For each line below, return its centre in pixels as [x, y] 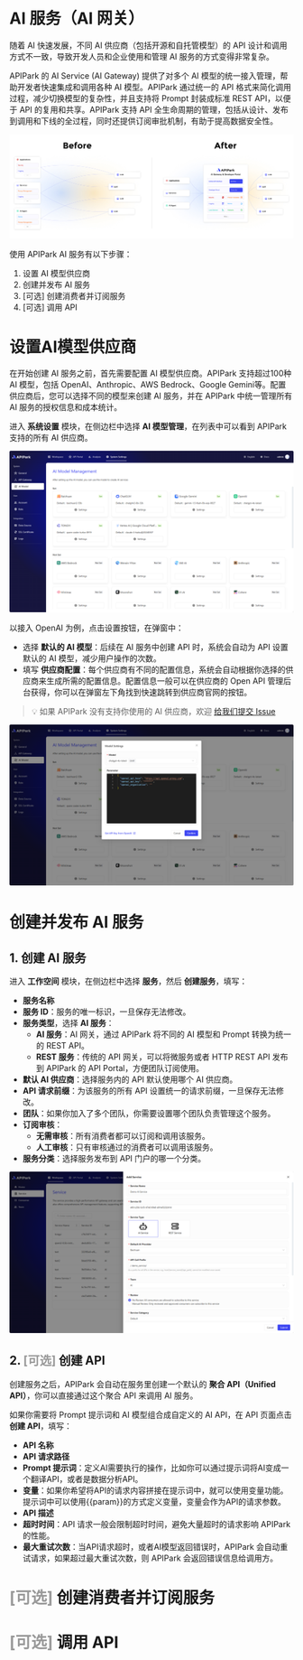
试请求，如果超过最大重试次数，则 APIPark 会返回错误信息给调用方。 [150, 1558]
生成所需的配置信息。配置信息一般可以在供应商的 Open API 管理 [165, 681]
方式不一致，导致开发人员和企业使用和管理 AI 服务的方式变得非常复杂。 [142, 56]
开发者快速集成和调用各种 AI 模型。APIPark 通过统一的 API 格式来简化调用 [154, 87]
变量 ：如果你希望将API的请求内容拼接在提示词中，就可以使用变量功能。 [155, 1490]
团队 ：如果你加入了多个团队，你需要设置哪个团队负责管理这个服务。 [149, 1114]
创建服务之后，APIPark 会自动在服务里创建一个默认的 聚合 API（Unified [143, 1384]
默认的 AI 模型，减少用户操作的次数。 [92, 658]
